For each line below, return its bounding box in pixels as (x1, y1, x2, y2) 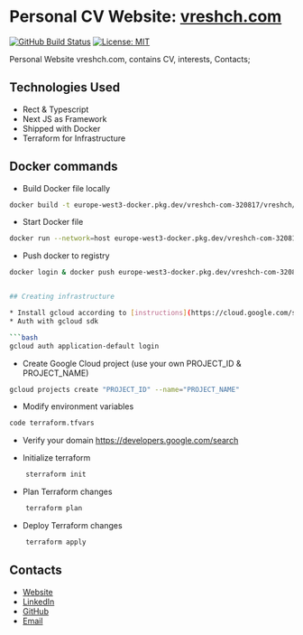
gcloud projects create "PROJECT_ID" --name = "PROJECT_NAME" (9, 385, 241, 394)
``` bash (9, 332, 39, 342)
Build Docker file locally (22, 182, 111, 193)
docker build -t (9, 201, 70, 210)
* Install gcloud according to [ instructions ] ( (9, 309, 192, 318)
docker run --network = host (9, 234, 111, 243)
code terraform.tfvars (9, 418, 95, 428)
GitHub (22, 605, 50, 616)
